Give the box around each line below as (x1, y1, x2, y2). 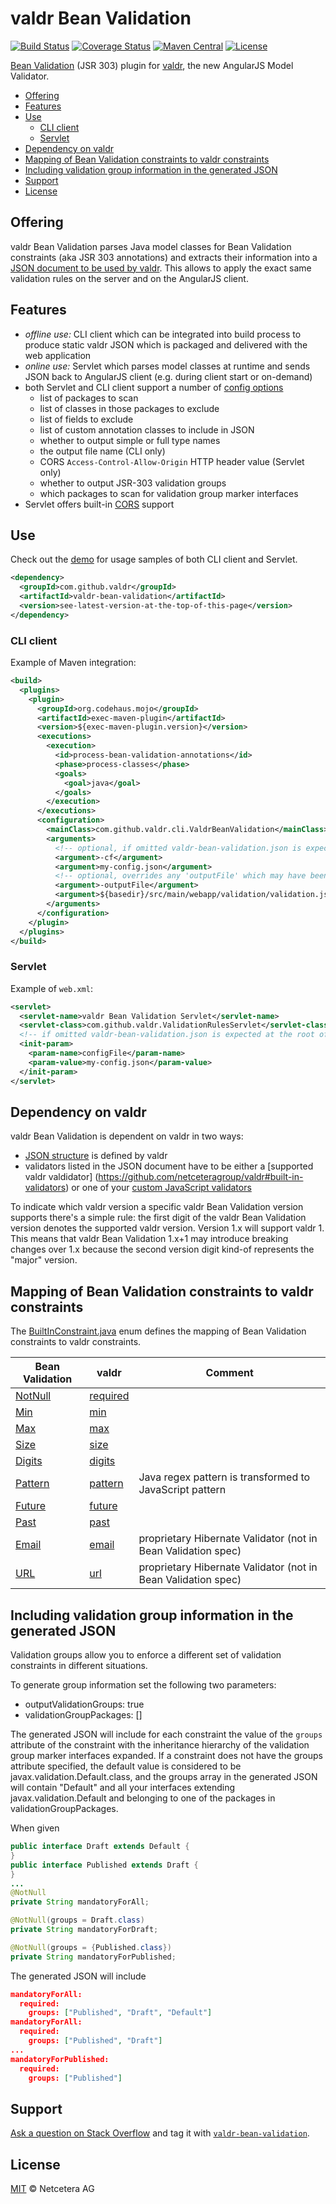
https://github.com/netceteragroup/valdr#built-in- (98, 1171, 304, 1183)
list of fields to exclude (39, 413, 134, 425)
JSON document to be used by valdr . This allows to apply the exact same (10, 262, 312, 274)
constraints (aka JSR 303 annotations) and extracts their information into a (10, 251, 318, 263)
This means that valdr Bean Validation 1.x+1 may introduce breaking (10, 1233, 289, 1245)
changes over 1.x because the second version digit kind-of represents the (10, 1243, 315, 1256)
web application (24, 349, 92, 361)
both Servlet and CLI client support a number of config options (24, 381, 284, 393)
